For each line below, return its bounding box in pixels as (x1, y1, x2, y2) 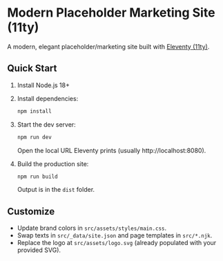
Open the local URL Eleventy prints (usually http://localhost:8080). (17, 146, 206, 154)
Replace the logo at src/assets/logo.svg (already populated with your (17, 239, 217, 247)
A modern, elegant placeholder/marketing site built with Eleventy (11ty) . (7, 42, 210, 51)
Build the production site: (17, 159, 89, 168)
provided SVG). (17, 246, 61, 254)
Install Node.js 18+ (17, 81, 70, 89)
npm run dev (17, 134, 52, 141)
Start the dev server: (17, 120, 76, 129)
